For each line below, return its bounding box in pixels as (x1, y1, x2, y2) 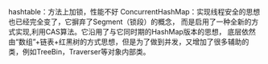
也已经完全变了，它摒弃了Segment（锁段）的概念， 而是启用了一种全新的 (8, 17, 252, 26)
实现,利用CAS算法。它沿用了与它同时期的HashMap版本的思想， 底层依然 (14, 27, 256, 36)
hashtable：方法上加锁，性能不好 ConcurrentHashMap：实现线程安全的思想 (8, 7, 261, 16)
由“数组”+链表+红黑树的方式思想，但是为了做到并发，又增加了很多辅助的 (8, 37, 249, 46)
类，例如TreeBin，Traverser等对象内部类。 (8, 47, 150, 56)
